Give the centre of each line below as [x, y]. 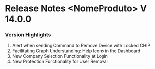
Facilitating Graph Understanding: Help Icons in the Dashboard [76, 51]
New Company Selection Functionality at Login [60, 56]
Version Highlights [28, 35]
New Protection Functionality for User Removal [60, 61]
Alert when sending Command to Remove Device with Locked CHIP [81, 46]
